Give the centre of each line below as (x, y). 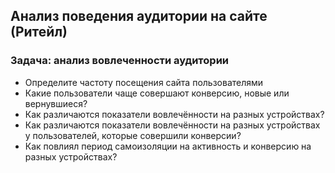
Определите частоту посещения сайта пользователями (144, 82)
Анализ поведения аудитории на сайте (139, 16)
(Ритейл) (39, 32)
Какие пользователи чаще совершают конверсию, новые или (157, 93)
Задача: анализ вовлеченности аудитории (120, 61)
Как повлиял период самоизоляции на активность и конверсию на (168, 146)
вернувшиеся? (56, 103)
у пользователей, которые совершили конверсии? (133, 135)
